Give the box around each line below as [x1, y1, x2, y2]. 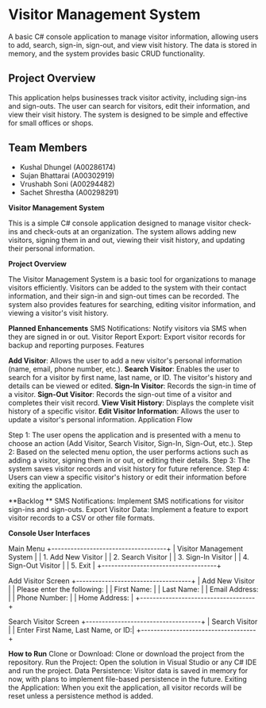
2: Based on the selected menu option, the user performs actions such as [8, 447, 249, 456]
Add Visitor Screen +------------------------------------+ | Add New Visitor [8, 575, 256, 585]
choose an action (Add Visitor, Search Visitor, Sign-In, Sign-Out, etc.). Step [8, 438, 253, 448]
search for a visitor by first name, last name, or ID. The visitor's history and [8, 372, 253, 382]
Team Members [8, 141, 87, 155]
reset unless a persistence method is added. [8, 691, 153, 700]
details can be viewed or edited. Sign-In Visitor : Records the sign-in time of [8, 381, 256, 391]
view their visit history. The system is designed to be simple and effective [8, 110, 249, 119]
